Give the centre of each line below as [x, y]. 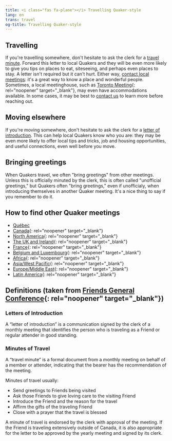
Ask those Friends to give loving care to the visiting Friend [74, 396]
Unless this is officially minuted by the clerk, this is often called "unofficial [83, 180]
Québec [21, 225]
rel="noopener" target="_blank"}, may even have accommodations [76, 90]
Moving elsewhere [35, 117]
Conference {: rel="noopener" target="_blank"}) [85, 298]
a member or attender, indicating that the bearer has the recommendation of [86, 365]
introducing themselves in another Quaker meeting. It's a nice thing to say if [85, 191]
